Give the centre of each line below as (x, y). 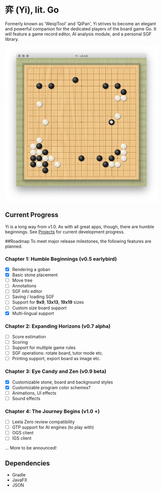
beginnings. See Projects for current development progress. (65, 232)
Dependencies (27, 463)
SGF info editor (27, 291)
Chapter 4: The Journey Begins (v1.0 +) (53, 411)
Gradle (19, 475)
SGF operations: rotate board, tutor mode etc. (57, 353)
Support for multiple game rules (44, 348)
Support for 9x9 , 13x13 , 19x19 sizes (48, 302)
